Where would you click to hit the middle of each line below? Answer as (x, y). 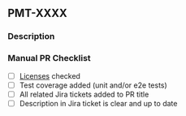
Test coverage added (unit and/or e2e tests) (93, 85)
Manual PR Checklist (49, 58)
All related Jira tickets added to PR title (84, 94)
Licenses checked (50, 75)
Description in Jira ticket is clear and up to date (98, 103)
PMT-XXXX (38, 13)
